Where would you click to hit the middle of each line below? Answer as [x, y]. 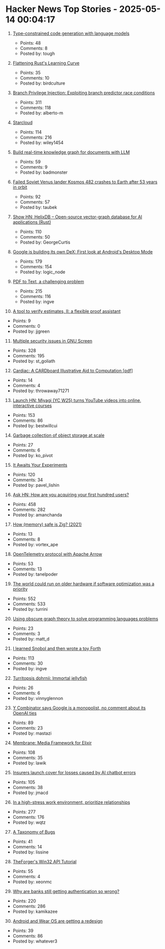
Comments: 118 [35, 107]
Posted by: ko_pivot [33, 455]
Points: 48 [31, 43]
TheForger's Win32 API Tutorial [45, 861]
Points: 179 [31, 261]
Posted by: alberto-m [42, 113]
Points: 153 [24, 415]
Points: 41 [22, 841]
